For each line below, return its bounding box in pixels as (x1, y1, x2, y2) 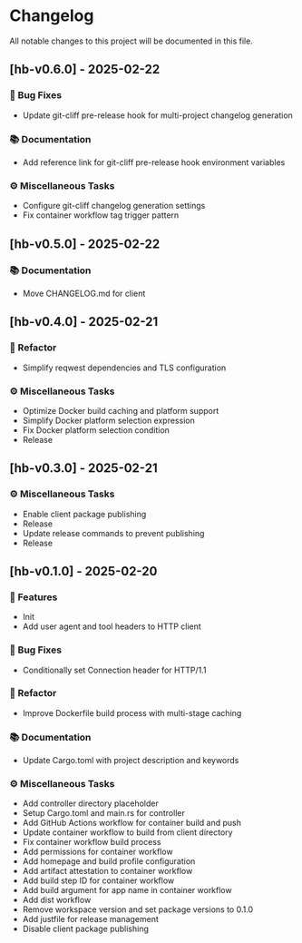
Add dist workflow (22, 895, 92, 906)
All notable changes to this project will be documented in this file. (9, 35, 254, 46)
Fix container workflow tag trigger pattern (22, 210, 180, 221)
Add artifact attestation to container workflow (22, 866, 193, 877)
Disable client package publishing (22, 923, 150, 935)
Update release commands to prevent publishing (22, 527, 205, 538)
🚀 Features (9, 591, 58, 604)
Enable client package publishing (22, 508, 147, 519)
